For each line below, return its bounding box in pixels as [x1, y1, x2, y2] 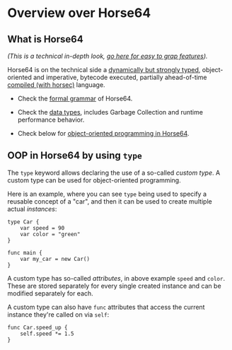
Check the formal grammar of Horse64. [17, 94, 133, 103]
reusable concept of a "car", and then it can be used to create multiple [7, 197, 212, 206]
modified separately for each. [7, 288, 93, 298]
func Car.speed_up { [7, 324, 69, 331]
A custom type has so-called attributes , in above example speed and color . [7, 274, 225, 282]
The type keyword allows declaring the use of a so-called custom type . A [7, 168, 221, 177]
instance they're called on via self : [7, 310, 110, 319]
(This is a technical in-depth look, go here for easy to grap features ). [7, 52, 208, 60]
